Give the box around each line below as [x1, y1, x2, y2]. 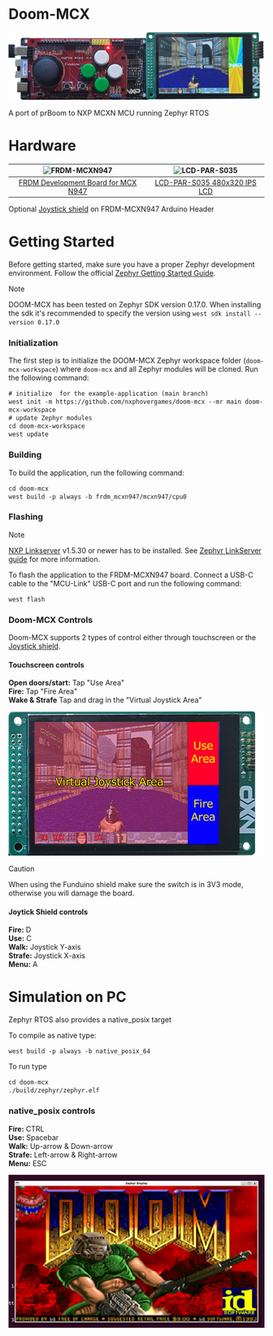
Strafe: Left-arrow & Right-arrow [8, 1150, 118, 1160]
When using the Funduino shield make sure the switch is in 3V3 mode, [8, 880, 244, 890]
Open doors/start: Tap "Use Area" [8, 678, 125, 688]
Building [8, 449, 42, 460]
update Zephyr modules [15, 414, 93, 423]
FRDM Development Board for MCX [18, 177, 137, 187]
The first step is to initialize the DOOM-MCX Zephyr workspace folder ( [8, 355, 246, 366]
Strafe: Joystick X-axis [8, 951, 85, 960]
